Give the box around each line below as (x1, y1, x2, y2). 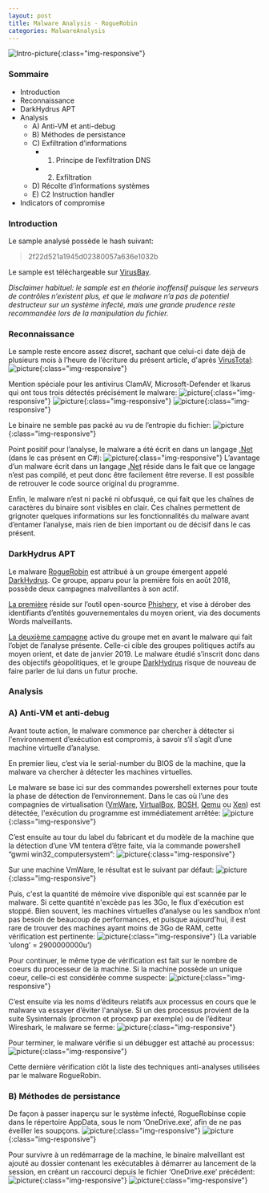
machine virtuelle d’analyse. (8, 743, 101, 752)
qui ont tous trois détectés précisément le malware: (8, 388, 178, 397)
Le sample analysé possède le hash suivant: (8, 236, 154, 246)
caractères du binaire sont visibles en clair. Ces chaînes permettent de (8, 503, 241, 512)
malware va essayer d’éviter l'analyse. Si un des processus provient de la (8, 1005, 250, 1015)
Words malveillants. (8, 616, 73, 626)
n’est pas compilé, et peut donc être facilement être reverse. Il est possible (8, 470, 255, 480)
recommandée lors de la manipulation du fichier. (8, 308, 170, 318)
